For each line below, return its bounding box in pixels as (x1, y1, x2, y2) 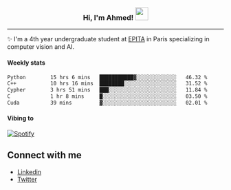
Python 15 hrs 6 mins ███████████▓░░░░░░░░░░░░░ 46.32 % (7, 74, 208, 81)
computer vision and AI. (7, 43, 75, 51)
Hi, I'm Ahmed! (82, 12, 134, 22)
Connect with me (7, 149, 82, 161)
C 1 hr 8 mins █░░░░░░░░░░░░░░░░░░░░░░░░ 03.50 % (7, 93, 208, 100)
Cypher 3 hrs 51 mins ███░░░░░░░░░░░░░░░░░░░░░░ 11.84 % (7, 87, 208, 94)
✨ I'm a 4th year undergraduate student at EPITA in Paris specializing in (7, 35, 210, 43)
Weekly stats (7, 59, 46, 67)
